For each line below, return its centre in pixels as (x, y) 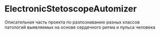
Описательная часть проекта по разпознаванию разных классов (72, 22)
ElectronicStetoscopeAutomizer (71, 9)
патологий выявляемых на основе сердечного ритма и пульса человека (80, 27)
